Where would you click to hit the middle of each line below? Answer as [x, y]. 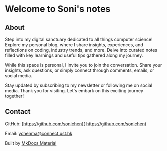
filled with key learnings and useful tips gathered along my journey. [74, 55]
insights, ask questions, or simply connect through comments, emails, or [80, 70]
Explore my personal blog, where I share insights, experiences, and [74, 45]
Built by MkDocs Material [31, 143]
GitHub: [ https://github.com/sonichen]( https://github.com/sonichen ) [76, 124]
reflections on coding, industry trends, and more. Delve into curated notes [81, 50]
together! [14, 96]
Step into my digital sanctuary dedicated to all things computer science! [79, 39]
